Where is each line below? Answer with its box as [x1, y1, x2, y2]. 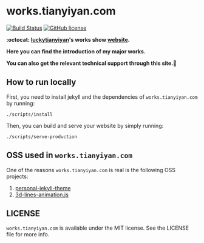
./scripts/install [6, 111, 53, 118]
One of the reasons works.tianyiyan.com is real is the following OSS [6, 166, 176, 173]
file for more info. [6, 231, 50, 238]
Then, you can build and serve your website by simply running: [6, 122, 164, 129]
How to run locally [6, 77, 76, 87]
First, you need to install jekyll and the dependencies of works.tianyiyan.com [6, 93, 198, 101]
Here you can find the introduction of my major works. [6, 47, 146, 55]
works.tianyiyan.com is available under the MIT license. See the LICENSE [6, 224, 189, 231]
